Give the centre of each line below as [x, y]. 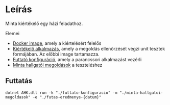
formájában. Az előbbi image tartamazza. [56, 54]
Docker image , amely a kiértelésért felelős [57, 43]
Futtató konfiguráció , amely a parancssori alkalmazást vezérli [77, 59]
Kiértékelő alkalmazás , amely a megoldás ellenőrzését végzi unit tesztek [89, 48]
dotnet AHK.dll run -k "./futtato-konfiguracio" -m [61, 93]
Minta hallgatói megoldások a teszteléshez [57, 65]
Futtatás [19, 81]
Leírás [19, 9]
